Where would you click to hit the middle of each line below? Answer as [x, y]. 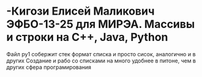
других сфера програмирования [49, 67]
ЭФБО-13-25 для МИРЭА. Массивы [101, 24]
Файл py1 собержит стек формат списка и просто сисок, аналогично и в [101, 54]
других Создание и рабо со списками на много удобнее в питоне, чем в [101, 61]
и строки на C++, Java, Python [87, 37]
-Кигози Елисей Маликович [80, 11]
